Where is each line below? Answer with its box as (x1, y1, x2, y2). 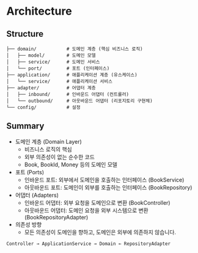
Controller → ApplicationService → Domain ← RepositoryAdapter (6, 240, 171, 247)
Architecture (6, 4, 72, 18)
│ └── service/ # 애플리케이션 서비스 (6, 78, 113, 84)
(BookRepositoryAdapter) (24, 213, 89, 221)
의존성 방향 (15, 221, 42, 228)
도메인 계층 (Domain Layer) (15, 137, 82, 145)
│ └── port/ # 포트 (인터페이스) (6, 65, 110, 71)
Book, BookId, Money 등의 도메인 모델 (24, 161, 118, 168)
